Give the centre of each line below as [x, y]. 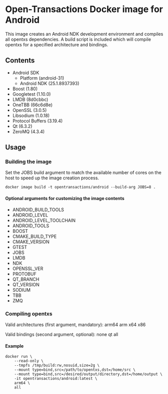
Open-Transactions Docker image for [84, 9]
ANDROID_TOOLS [31, 226]
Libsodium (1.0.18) [31, 115]
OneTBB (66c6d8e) [32, 105]
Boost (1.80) [25, 89]
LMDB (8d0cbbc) [30, 99]
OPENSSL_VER [28, 269]
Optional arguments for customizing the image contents [65, 199]
